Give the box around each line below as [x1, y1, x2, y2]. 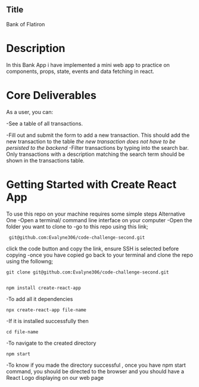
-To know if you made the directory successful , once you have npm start [6, 361, 186, 368]
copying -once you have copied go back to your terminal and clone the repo [6, 251, 194, 259]
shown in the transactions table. [6, 156, 85, 164]
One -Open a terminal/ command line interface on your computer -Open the [6, 216, 192, 223]
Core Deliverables [6, 88, 97, 102]
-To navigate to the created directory [6, 339, 97, 346]
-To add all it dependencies [6, 295, 73, 302]
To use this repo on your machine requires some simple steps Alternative [6, 210, 186, 217]
